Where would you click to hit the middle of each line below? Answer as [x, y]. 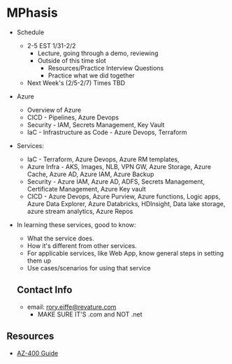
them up [39, 261]
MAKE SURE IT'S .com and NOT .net [90, 314]
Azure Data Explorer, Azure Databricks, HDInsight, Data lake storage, [126, 203]
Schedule [30, 32]
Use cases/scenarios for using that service [89, 268]
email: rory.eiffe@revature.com [72, 307]
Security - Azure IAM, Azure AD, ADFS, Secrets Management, [116, 181]
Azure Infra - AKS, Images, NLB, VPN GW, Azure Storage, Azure [119, 166]
